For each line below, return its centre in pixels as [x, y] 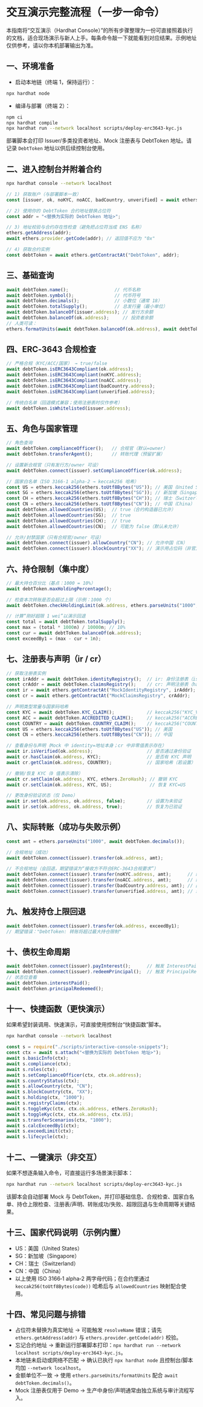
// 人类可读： [22, 323]
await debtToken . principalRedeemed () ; [55, 988]
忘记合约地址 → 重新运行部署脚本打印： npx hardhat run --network [98, 1345]
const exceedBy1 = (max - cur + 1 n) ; [54, 639]
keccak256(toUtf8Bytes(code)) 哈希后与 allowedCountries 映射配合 [98, 1286]
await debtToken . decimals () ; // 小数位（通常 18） [84, 301]
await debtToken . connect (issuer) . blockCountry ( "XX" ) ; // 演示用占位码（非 [99, 549]
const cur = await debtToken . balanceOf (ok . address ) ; [74, 633]
